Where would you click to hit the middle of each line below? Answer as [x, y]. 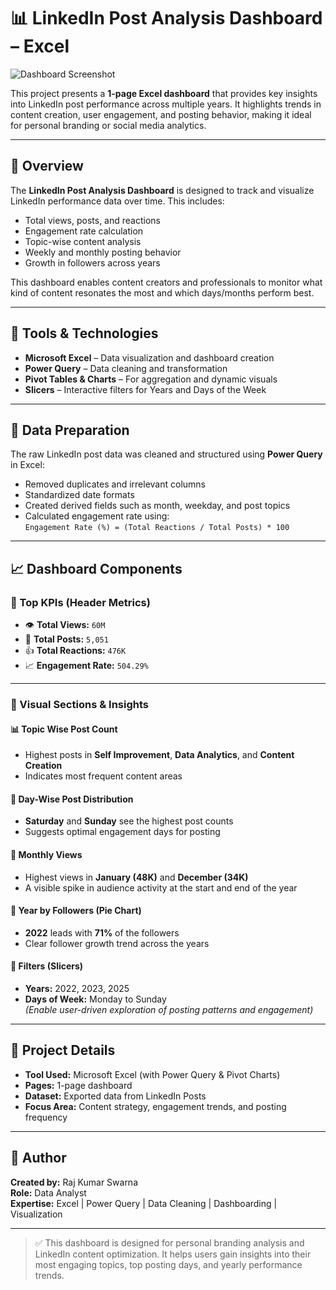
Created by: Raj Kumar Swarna [74, 1182]
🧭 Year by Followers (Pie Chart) [76, 911]
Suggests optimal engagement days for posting [122, 832]
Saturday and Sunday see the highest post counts [129, 821]
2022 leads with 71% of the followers [102, 932]
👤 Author [38, 1158]
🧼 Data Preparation [70, 430]
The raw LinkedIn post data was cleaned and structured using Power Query [166, 454]
